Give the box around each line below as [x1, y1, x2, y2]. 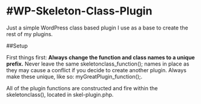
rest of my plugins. [6, 30, 53, 37]
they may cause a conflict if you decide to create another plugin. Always [6, 66, 186, 73]
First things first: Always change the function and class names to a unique [6, 54, 195, 61]
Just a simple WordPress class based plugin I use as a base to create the [6, 24, 189, 31]
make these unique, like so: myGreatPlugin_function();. [6, 73, 143, 80]
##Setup [6, 42, 28, 49]
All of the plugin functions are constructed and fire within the [6, 84, 158, 91]
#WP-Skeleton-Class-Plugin [6, 4, 153, 18]
